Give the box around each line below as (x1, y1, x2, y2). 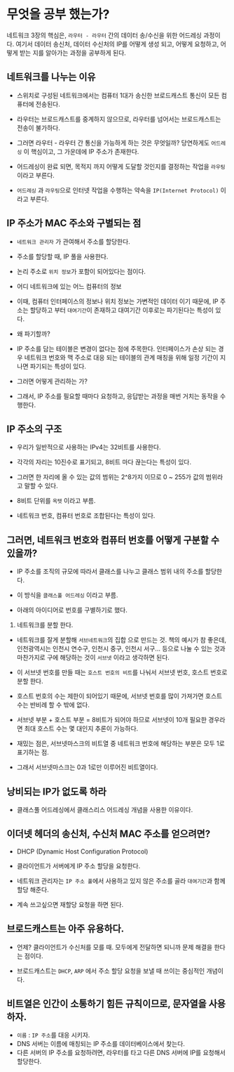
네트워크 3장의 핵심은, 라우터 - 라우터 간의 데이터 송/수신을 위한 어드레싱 (6, 31, 202, 39)
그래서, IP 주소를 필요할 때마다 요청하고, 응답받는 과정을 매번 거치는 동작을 (16, 391, 219, 400)
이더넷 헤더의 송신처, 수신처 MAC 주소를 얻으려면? (6, 828, 211, 840)
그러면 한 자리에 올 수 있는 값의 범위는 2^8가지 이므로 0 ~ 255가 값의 (16, 473, 205, 481)
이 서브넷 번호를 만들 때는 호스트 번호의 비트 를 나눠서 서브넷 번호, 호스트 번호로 (16, 668, 228, 676)
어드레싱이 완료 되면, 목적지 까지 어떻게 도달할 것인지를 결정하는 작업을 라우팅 (16, 162, 226, 171)
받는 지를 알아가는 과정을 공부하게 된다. (19, 48, 127, 57)
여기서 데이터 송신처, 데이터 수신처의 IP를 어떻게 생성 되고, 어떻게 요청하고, (15, 39, 219, 48)
